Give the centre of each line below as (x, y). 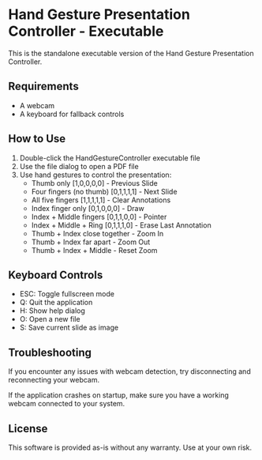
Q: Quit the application (56, 303)
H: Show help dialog (52, 311)
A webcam (37, 105)
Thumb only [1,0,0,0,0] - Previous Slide (94, 183)
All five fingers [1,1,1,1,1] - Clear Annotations (101, 200)
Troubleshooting (50, 352)
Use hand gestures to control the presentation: (95, 175)
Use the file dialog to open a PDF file (79, 166)
